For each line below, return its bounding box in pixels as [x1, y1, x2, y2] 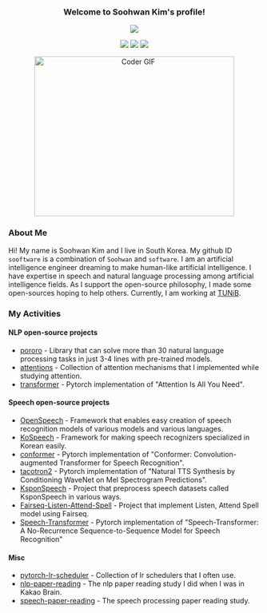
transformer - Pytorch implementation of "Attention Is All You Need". [19, 379, 245, 389]
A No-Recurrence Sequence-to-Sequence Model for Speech [19, 526, 221, 535]
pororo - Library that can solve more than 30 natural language [19, 345, 225, 355]
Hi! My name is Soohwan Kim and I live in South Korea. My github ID [8, 245, 233, 255]
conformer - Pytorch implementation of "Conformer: [19, 449, 193, 459]
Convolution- [193, 449, 237, 459]
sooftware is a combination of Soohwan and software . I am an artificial [8, 254, 234, 264]
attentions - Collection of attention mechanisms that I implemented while [19, 362, 260, 372]
